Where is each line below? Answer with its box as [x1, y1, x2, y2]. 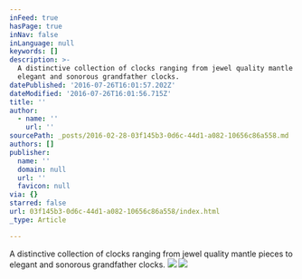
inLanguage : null [9, 38, 75, 48]
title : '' [9, 97, 47, 107]
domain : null [17, 165, 67, 174]
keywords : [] [9, 47, 59, 56]
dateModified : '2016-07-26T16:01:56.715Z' [9, 89, 172, 98]
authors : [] [9, 139, 54, 149]
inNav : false [9, 30, 59, 39]
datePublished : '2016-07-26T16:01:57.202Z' [9, 81, 176, 90]
